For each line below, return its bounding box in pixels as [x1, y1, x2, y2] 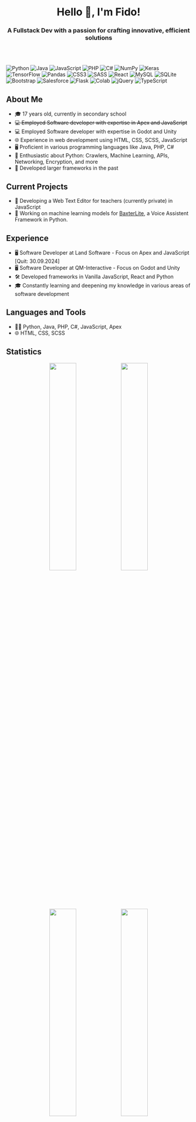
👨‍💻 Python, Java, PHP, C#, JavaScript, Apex [14, 323, 122, 330]
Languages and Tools [6, 308, 86, 318]
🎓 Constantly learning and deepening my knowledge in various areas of [14, 282, 191, 289]
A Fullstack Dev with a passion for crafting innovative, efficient [7, 27, 190, 35]
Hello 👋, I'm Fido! [56, 5, 141, 19]
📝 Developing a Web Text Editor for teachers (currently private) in [14, 197, 173, 204]
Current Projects [6, 181, 68, 192]
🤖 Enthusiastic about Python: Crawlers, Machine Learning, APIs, [14, 152, 170, 159]
